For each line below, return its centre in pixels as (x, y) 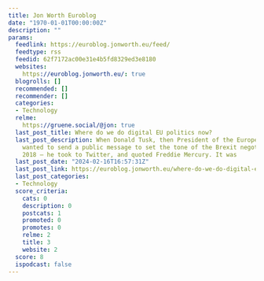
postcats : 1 (42, 213)
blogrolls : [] (38, 81)
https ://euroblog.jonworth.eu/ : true (84, 74)
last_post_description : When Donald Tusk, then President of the (125, 140)
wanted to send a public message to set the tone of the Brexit (130, 147)
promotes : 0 (42, 228)
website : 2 (40, 250)
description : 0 (47, 205)
